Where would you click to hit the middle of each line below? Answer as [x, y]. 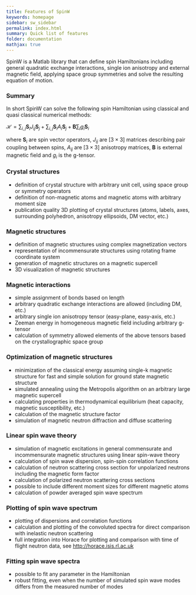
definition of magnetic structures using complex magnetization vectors [101, 244]
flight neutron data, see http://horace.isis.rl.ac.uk [74, 546]
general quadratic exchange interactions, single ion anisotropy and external [98, 67]
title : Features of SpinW [38, 12]
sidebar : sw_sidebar [32, 22]
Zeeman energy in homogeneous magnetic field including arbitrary [96, 323]
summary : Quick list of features [47, 34]
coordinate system [37, 257]
